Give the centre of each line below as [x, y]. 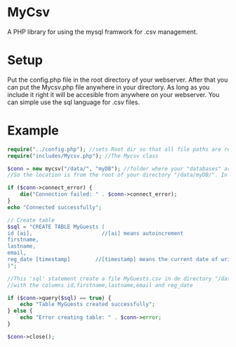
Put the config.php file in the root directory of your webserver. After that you [118, 80]
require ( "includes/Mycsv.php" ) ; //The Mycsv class [83, 156]
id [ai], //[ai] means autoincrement [96, 233]
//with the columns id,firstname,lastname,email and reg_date [100, 285]
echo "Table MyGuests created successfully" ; [88, 304]
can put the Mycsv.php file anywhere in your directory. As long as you [109, 87]
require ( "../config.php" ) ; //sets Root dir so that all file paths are [114, 149]
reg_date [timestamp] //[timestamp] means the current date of [113, 260]
